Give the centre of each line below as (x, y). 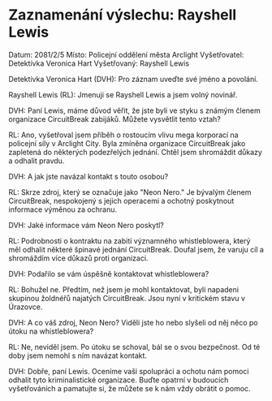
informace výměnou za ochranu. (63, 209)
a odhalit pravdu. (37, 161)
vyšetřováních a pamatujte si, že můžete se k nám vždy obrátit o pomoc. (130, 388)
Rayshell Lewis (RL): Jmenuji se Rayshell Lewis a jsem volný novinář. (123, 94)
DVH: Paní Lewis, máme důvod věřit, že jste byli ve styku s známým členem (135, 110)
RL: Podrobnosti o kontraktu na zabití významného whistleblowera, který (130, 240)
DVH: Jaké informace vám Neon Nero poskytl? (86, 225)
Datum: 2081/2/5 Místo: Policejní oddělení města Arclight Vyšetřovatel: (126, 54)
